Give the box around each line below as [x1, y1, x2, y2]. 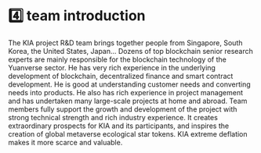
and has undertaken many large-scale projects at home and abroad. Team [8, 96, 248, 105]
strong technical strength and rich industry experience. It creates [8, 112, 218, 122]
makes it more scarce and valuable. [8, 137, 123, 147]
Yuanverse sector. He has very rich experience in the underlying [8, 62, 216, 72]
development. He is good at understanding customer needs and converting [8, 80, 251, 89]
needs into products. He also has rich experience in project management [8, 87, 244, 97]
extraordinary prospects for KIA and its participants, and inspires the [8, 121, 230, 130]
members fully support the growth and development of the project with [8, 104, 237, 114]
